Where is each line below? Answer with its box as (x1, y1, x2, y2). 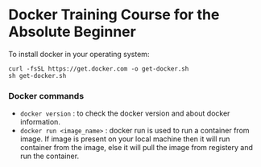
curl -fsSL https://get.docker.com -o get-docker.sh (8, 64, 189, 73)
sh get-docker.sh (8, 71, 67, 79)
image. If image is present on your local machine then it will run (19, 134, 230, 144)
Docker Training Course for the (8, 6, 220, 24)
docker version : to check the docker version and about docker (19, 108, 230, 118)
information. (19, 117, 60, 127)
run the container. (19, 151, 79, 161)
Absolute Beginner (8, 22, 137, 41)
